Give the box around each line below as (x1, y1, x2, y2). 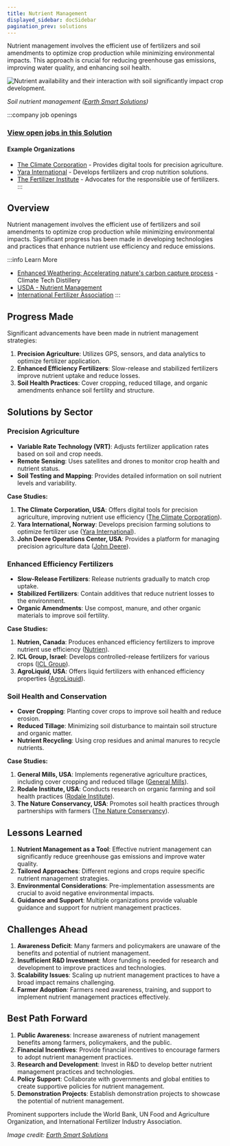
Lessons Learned (7, 826, 82, 839)
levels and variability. (16, 478, 77, 487)
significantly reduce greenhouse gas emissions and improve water (16, 852, 205, 861)
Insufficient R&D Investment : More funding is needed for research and (16, 956, 219, 965)
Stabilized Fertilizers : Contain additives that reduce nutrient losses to (16, 589, 215, 598)
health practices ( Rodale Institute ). (16, 792, 115, 801)
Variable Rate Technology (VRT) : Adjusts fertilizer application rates (16, 442, 209, 450)
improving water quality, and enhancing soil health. (7, 63, 152, 72)
